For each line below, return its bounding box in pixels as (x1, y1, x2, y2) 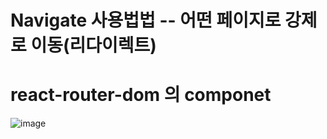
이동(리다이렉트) (30, 34, 157, 57)
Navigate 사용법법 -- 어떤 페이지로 (10, 9, 282, 32)
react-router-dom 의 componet (10, 84, 272, 106)
